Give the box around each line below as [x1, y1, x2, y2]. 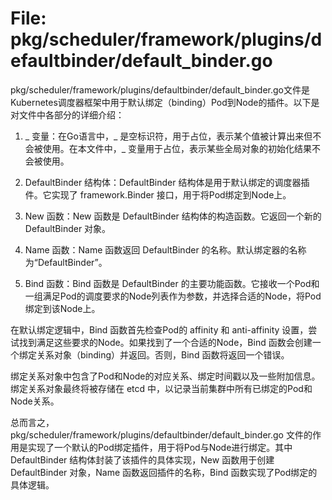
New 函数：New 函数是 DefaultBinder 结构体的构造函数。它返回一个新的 [24, 210, 322, 222]
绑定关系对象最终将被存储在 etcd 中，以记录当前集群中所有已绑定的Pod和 [10, 382, 313, 394]
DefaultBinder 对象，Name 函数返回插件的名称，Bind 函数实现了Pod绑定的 [10, 466, 318, 478]
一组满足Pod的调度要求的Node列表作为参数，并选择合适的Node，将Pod [24, 290, 322, 302]
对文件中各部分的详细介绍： [10, 108, 125, 121]
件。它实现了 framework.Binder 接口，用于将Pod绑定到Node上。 [24, 188, 292, 201]
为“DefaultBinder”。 [24, 256, 108, 268]
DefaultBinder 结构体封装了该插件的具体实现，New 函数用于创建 [10, 453, 275, 466]
